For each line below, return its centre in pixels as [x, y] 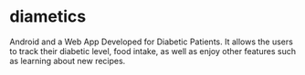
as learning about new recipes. [68, 61]
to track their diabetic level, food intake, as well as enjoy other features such [153, 51]
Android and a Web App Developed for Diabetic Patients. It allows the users [152, 42]
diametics [48, 17]
